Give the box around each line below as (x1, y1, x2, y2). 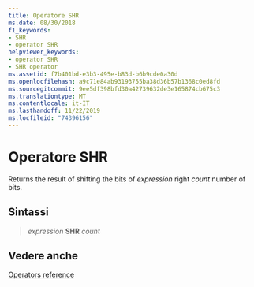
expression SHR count (27, 226, 100, 236)
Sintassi (8, 206, 49, 219)
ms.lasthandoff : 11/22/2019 (8, 107, 101, 115)
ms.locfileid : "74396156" (8, 114, 93, 122)
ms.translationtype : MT (8, 92, 87, 100)
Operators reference (8, 270, 75, 280)
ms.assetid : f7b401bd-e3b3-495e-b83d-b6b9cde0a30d (8, 70, 178, 78)
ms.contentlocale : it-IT (8, 99, 90, 107)
